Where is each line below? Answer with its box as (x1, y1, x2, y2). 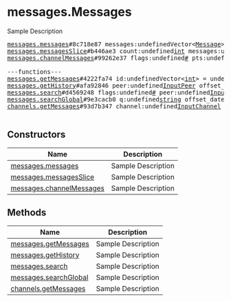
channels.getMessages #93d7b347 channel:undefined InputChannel (7, 102, 221, 110)
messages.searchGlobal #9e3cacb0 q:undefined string (7, 95, 181, 103)
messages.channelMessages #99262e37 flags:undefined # (7, 54, 189, 62)
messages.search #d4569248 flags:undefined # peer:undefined (7, 88, 211, 97)
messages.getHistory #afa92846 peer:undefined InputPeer (7, 81, 196, 90)
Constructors (7, 129, 66, 141)
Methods (7, 207, 47, 219)
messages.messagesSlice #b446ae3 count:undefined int (7, 47, 186, 55)
